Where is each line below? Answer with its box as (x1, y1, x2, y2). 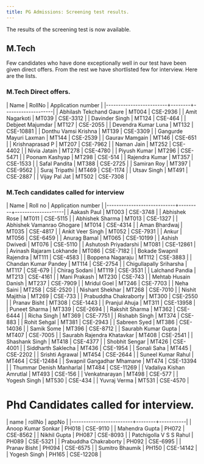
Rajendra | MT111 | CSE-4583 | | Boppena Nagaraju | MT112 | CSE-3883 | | (6, 254, 192, 261)
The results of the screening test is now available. (6, 26, 131, 33)
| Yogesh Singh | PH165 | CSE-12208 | (6, 451, 102, 458)
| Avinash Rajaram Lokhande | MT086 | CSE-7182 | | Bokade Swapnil (6, 248, 178, 255)
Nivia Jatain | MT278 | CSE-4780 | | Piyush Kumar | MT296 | (27, 147, 180, 154)
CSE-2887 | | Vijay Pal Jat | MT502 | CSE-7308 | (6, 173, 128, 180)
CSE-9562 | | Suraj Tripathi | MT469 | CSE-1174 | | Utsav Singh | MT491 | (6, 166, 188, 174)
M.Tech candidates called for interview (6, 188, 125, 196)
